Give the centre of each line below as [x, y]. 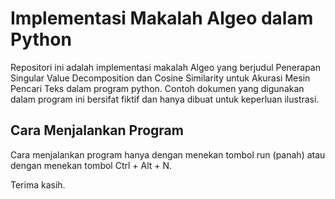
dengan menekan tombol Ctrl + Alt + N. [91, 165]
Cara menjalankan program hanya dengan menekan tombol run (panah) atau [168, 154]
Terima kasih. [38, 184]
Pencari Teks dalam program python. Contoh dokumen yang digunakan [157, 88]
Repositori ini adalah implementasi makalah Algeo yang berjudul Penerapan [165, 67]
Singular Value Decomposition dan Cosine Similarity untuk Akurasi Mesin [160, 78]
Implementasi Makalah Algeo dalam [162, 18]
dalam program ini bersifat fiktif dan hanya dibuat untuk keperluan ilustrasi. [165, 99]
